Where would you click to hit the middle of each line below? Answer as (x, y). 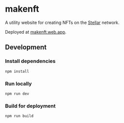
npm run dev (17, 94)
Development (26, 47)
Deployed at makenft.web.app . (36, 32)
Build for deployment (30, 106)
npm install (17, 71)
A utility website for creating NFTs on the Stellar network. (62, 22)
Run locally (18, 83)
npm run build (19, 116)
